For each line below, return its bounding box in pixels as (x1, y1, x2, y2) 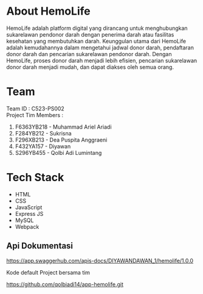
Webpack (15, 223, 40, 230)
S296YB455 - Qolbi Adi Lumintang (15, 149, 102, 156)
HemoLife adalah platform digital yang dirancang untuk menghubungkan (6, 24, 188, 32)
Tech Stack (6, 171, 64, 184)
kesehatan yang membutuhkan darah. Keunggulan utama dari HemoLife (6, 37, 187, 45)
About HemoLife (6, 4, 91, 18)
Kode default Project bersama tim (6, 268, 90, 276)
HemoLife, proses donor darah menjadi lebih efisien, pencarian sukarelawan (6, 57, 198, 64)
